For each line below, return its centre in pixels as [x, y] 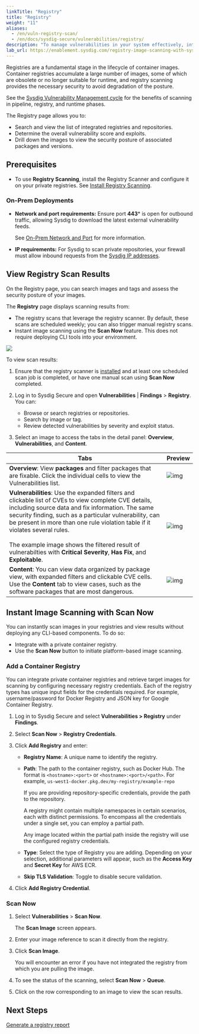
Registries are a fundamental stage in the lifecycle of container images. [93, 67]
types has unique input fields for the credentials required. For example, [93, 692]
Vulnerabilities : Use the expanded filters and [72, 493]
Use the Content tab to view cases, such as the [75, 584]
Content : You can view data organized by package [80, 569]
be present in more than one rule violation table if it [80, 522]
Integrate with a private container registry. [66, 645]
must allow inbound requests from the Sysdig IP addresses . [87, 256]
